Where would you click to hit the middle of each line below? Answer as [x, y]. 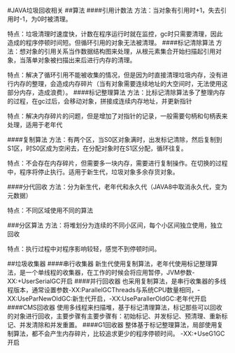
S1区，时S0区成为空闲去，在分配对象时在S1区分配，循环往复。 [97, 148]
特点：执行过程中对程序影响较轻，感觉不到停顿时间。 [84, 249]
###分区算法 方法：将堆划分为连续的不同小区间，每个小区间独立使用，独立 [115, 225]
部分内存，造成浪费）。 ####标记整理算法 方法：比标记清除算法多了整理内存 [116, 92]
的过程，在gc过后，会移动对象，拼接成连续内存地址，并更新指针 [100, 101]
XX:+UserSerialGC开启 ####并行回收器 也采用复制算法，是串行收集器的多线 [117, 281]
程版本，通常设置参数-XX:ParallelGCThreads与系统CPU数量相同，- [104, 290]
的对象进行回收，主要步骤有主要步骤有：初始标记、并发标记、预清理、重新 [114, 316]
